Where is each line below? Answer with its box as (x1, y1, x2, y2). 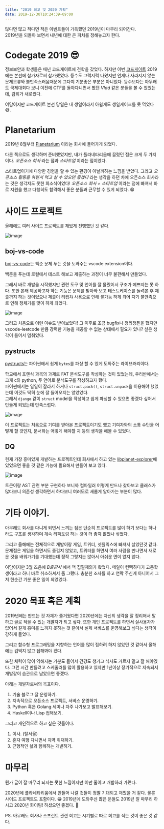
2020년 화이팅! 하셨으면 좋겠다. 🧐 (14, 802, 79, 808)
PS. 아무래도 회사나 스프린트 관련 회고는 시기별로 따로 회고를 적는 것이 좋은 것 (5, 812, 153, 818)
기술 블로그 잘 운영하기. (12, 691, 57, 697)
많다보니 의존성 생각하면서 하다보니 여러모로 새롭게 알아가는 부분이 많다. (5, 488, 142, 494)
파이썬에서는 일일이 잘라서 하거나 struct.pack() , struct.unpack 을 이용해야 (5, 383, 150, 389)
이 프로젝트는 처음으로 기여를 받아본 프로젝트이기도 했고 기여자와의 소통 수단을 (5, 422, 154, 428)
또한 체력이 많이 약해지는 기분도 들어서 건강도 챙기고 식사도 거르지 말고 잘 (5, 658, 145, 664)
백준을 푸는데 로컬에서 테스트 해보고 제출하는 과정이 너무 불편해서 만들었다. (5, 271, 148, 277)
